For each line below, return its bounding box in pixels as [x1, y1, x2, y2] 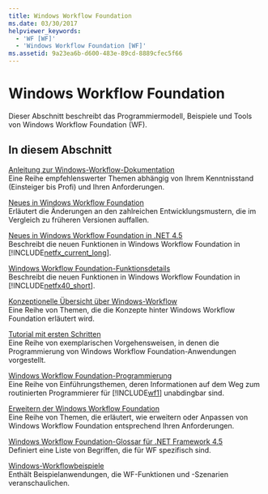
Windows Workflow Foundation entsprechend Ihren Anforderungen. [8, 420, 235, 430]
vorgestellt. [8, 355, 46, 364]
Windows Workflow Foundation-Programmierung [8, 370, 172, 381]
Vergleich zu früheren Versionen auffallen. [8, 215, 150, 224]
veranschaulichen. [8, 478, 70, 488]
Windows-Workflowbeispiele [8, 461, 104, 471]
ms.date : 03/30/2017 [8, 19, 79, 28]
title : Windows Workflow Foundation [8, 11, 132, 20]
